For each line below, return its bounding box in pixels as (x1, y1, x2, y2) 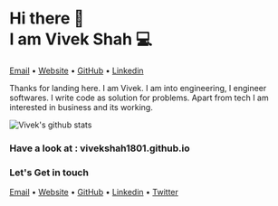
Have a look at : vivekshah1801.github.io (9, 142, 190, 154)
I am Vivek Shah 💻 (9, 29, 153, 50)
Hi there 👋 (9, 8, 84, 29)
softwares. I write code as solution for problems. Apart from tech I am (9, 92, 269, 103)
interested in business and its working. (9, 101, 154, 112)
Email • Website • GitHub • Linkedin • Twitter (9, 187, 179, 198)
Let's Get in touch (9, 166, 89, 179)
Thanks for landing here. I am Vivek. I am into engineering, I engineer (9, 82, 267, 93)
